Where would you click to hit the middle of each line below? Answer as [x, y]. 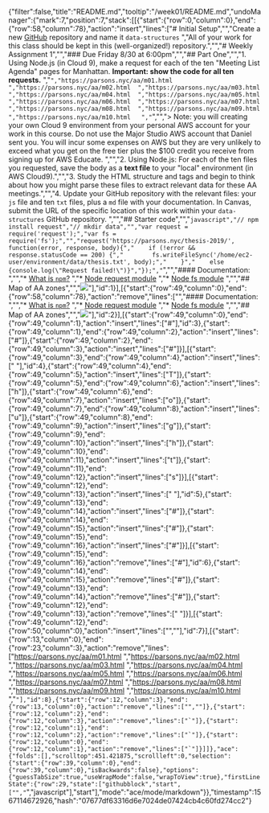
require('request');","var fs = [62, 234]
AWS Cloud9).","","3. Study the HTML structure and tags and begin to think [132, 177]
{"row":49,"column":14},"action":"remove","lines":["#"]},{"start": [114, 597]
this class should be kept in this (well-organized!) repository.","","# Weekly [131, 46]
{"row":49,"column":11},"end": [57, 468]
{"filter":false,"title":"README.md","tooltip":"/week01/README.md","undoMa [135, 12]
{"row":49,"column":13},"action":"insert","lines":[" [90, 494]
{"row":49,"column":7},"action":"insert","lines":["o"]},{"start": [109, 400]
